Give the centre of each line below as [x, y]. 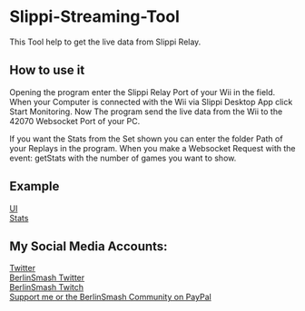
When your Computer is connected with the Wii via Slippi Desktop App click [151, 102]
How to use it [47, 70]
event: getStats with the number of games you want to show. [123, 158]
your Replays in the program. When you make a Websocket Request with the [153, 148]
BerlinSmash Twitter [47, 277]
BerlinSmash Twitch [47, 287]
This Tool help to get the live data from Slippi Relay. [105, 42]
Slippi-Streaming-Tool [94, 17]
